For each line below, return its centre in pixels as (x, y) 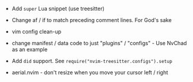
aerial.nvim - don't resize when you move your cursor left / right (90, 72)
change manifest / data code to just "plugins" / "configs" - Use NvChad (99, 43)
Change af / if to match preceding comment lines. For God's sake (92, 20)
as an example (29, 49)
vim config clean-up (37, 31)
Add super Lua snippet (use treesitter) (58, 9)
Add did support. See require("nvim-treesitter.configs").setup (92, 61)
